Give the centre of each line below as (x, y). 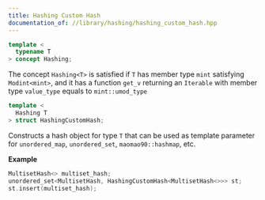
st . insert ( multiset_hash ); (53, 188)
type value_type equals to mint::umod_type (78, 91)
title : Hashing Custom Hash (55, 15)
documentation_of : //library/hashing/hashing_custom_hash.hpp (113, 23)
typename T (33, 52)
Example (23, 159)
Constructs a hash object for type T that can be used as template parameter (132, 135)
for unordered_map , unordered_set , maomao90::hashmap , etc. (102, 144)
